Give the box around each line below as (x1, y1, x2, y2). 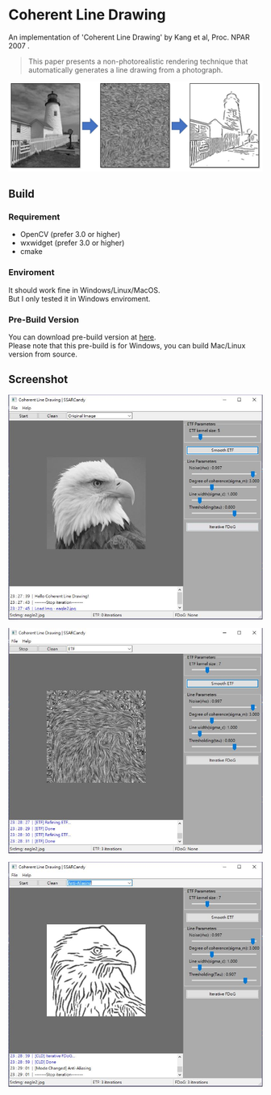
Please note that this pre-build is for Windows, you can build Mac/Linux (8, 340, 246, 350)
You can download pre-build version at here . (8, 332, 156, 342)
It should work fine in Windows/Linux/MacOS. (8, 285, 161, 295)
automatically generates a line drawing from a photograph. (27, 65, 223, 74)
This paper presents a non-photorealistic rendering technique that (27, 56, 248, 66)
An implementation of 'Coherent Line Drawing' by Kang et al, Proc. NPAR (8, 32, 250, 42)
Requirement (8, 211, 60, 223)
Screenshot (8, 373, 69, 386)
